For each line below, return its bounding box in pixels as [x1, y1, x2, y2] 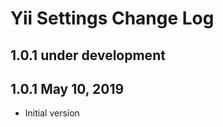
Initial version [24, 107, 80, 119]
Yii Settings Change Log [10, 7, 215, 30]
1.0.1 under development [10, 47, 166, 64]
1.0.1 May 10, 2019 [10, 80, 125, 97]
